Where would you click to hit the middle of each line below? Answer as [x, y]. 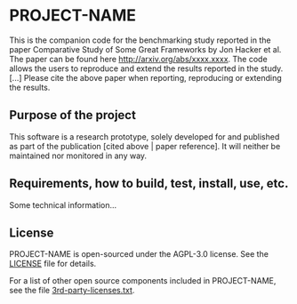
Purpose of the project [72, 115]
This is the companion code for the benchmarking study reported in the [140, 40]
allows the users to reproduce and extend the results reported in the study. [146, 68]
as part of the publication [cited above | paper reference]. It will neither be [145, 146]
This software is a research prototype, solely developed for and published [144, 136]
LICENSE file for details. [53, 264]
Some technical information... [63, 204]
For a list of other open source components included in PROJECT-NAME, [143, 281]
